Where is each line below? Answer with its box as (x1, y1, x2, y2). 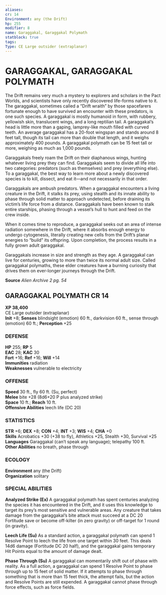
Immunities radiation (5, 360, 48, 366)
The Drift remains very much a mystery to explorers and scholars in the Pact (5, 92, 161, 98)
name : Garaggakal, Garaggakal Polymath (5, 30, 88, 35)
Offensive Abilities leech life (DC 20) (5, 404, 81, 410)
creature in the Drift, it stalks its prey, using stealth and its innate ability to (5, 190, 155, 196)
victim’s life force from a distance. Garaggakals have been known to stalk (5, 201, 155, 207)
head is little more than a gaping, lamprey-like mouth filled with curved (5, 124, 149, 130)
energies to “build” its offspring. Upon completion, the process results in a (5, 237, 157, 243)
